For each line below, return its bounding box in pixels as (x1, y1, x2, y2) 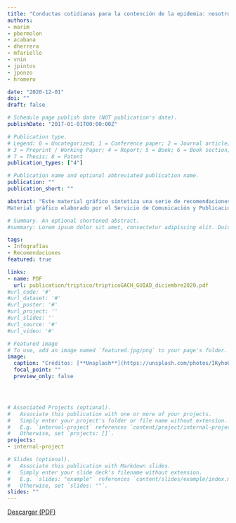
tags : (7, 236, 23, 243)
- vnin (7, 56, 27, 63)
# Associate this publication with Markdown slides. (7, 462, 171, 470)
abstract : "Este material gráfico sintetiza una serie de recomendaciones (7, 198, 231, 205)
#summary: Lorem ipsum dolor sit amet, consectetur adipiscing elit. (7, 224, 216, 231)
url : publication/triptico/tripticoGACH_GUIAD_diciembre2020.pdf (13, 282, 209, 289)
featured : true (7, 256, 52, 263)
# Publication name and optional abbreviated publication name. (7, 172, 199, 179)
